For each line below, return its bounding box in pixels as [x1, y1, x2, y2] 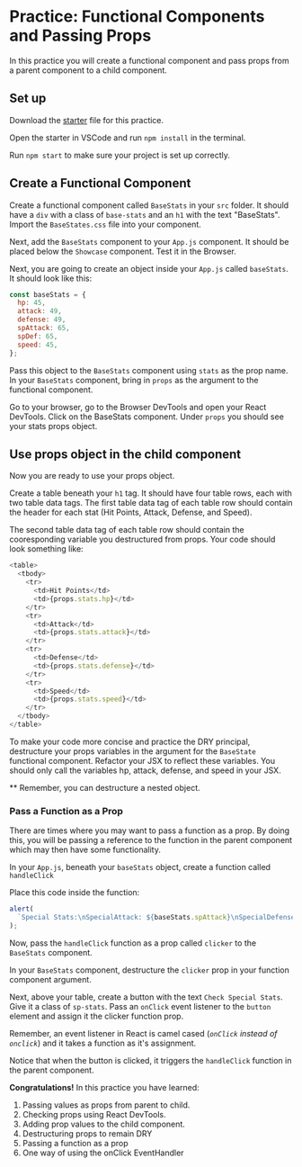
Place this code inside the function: [9, 887, 140, 898]
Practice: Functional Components [9, 6, 265, 27]
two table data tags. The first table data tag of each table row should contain [9, 498, 293, 508]
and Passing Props [9, 25, 152, 46]
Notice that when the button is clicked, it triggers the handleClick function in [9, 1055, 292, 1065]
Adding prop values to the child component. [22, 1118, 186, 1129]
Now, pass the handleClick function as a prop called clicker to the [9, 938, 257, 948]
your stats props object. [9, 420, 98, 431]
